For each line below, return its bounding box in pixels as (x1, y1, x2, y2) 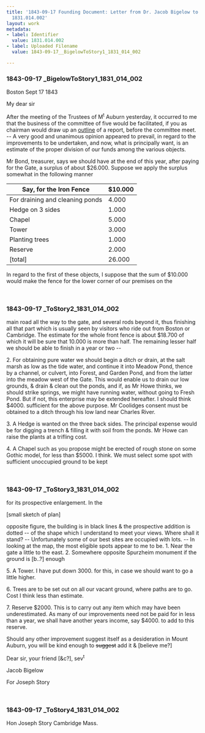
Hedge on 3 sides (9, 205, 61, 214)
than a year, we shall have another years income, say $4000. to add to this (6, 617, 195, 625)
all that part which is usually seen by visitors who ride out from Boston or (6, 325, 190, 332)
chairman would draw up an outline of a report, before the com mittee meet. (6, 126, 196, 133)
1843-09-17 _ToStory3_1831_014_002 (6, 485, 119, 494)
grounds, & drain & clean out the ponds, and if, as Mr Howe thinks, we (6, 382, 182, 389)
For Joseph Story (6, 678, 50, 686)
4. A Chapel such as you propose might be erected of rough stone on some (6, 445, 196, 452)
